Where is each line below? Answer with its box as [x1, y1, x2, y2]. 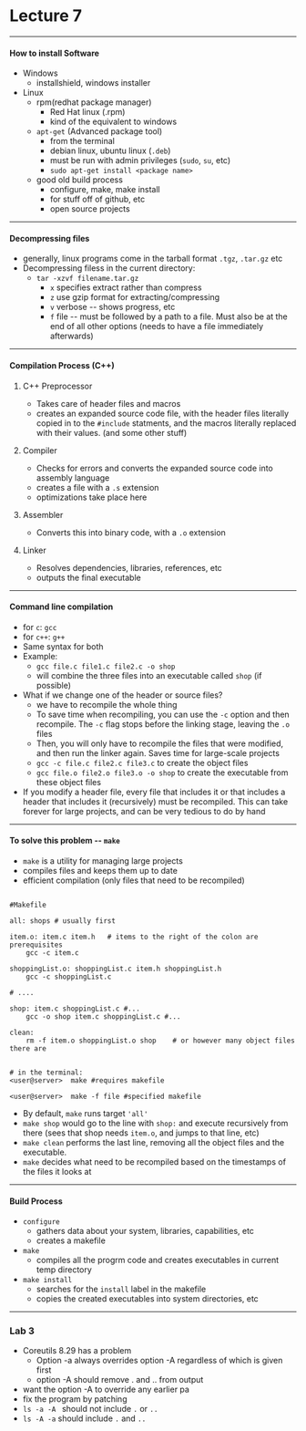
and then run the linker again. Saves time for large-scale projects [36, 747, 280, 758]
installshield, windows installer [36, 78, 151, 88]
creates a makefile [36, 1235, 107, 1246]
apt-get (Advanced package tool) [36, 126, 163, 137]
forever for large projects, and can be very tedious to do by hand [22, 805, 266, 816]
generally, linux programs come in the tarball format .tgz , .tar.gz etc [22, 253, 283, 264]
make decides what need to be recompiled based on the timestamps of [22, 1156, 287, 1167]
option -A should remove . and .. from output [36, 1374, 204, 1385]
